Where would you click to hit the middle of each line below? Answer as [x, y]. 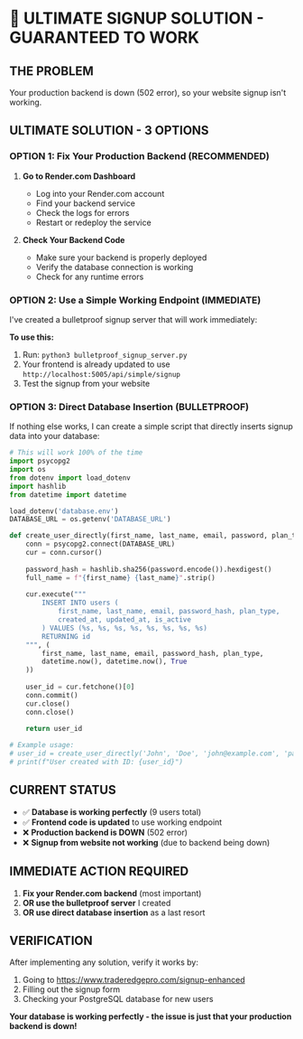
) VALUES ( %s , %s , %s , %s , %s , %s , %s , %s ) [124, 628]
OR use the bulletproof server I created [96, 903]
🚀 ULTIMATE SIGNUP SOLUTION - [137, 19]
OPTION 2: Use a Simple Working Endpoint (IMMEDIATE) [135, 300]
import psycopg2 [40, 461]
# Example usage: [42, 745]
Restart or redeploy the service [93, 222]
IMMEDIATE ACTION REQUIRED [99, 871]
